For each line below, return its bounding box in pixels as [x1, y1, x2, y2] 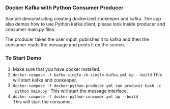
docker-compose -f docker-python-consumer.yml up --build [12, 94, 138, 99]
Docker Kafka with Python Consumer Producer [5, 4, 124, 11]
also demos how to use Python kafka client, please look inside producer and [5, 21, 165, 27]
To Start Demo [5, 54, 42, 62]
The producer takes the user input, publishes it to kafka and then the [5, 36, 149, 42]
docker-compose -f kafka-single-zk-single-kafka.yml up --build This [12, 71, 162, 77]
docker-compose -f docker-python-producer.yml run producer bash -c [12, 83, 161, 88]
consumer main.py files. [5, 26, 56, 33]
